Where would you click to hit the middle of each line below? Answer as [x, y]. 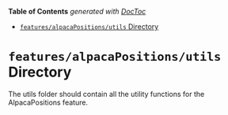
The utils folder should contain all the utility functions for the [106, 94]
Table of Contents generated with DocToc [77, 11]
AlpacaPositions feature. [48, 102]
